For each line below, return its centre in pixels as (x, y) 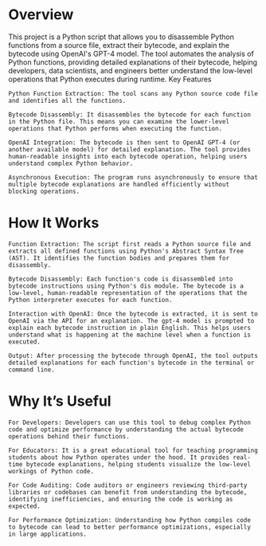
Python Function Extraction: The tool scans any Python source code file (133, 93)
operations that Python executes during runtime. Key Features (110, 79)
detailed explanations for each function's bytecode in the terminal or (131, 363)
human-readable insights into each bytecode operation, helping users (128, 156)
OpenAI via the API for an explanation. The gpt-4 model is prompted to (131, 320)
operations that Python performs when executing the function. (115, 128)
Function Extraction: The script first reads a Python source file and (129, 244)
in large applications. (48, 534)
